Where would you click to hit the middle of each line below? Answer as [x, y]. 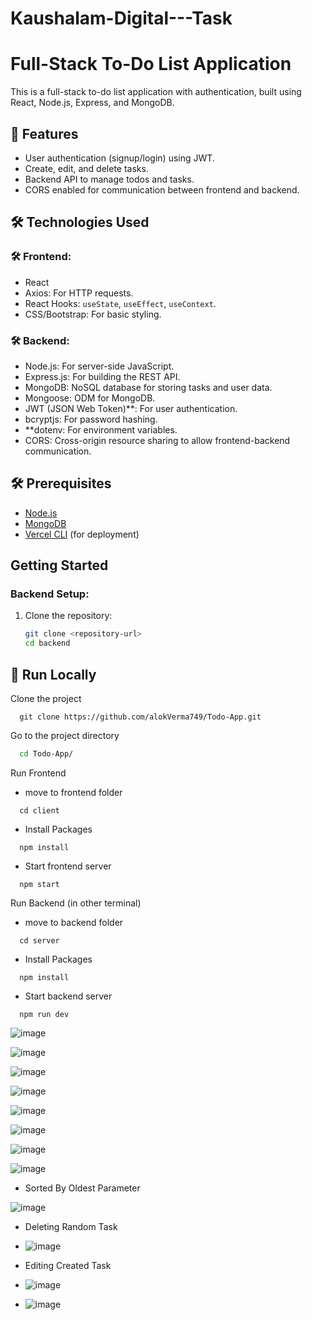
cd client [39, 810]
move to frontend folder [73, 792]
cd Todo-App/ [46, 753]
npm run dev [44, 1014]
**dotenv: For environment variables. [101, 429]
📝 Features [44, 133]
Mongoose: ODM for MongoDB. [90, 398]
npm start [39, 884]
